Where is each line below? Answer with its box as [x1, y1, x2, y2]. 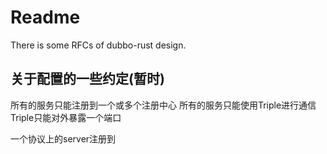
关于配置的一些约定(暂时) [10, 71, 165, 88]
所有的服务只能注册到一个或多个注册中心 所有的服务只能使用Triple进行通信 [10, 99, 317, 111]
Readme [10, 6, 81, 29]
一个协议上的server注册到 [10, 132, 117, 145]
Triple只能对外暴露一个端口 [10, 111, 122, 123]
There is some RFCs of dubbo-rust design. [10, 39, 187, 51]
